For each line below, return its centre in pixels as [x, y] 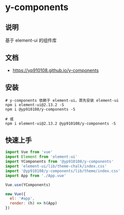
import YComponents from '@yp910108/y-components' [59, 162]
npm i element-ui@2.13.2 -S [35, 105]
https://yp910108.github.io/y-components [56, 70]
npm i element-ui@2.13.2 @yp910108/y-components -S [60, 123]
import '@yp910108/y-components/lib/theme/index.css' [63, 171]
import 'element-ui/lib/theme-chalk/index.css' [56, 166]
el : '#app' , [22, 199]
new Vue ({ [16, 194]
